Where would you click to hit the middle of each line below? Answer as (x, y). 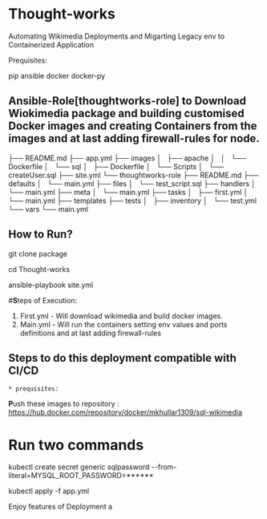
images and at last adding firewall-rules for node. (134, 138)
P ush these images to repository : (64, 404)
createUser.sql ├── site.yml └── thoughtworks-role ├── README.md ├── (133, 175)
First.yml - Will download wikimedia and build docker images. (121, 316)
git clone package (38, 253)
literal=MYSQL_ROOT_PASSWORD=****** (81, 476)
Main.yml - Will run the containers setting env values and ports (123, 324)
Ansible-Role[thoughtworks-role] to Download (127, 101)
